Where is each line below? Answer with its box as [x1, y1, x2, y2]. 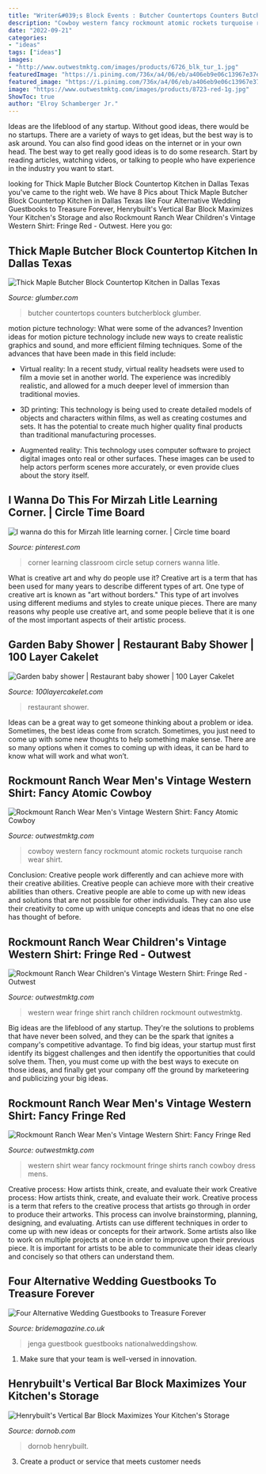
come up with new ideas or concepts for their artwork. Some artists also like [8, 1227, 257, 1236]
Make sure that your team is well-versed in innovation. [19, 1354, 197, 1363]
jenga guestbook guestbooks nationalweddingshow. [27, 1339, 198, 1348]
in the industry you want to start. [8, 164, 115, 173]
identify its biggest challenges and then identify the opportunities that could [8, 1049, 256, 1058]
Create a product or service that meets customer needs [19, 1457, 202, 1466]
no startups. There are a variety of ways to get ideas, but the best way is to [8, 130, 253, 139]
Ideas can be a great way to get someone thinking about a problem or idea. [8, 718, 253, 727]
